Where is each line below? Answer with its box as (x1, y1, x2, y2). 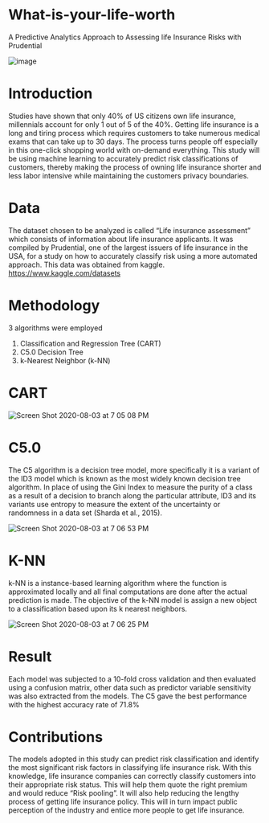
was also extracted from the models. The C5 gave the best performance (8, 691, 247, 701)
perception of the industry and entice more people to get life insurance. (8, 805, 245, 815)
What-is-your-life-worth (8, 6, 176, 24)
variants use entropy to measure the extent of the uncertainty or (8, 499, 221, 509)
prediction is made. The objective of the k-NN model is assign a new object (8, 595, 258, 604)
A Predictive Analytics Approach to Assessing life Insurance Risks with (8, 32, 243, 42)
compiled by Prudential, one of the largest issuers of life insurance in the (8, 243, 249, 252)
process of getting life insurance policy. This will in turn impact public (8, 797, 238, 807)
